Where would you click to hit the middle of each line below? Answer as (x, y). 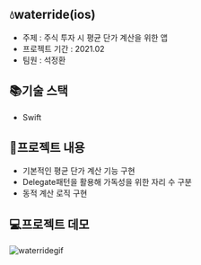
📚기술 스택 (39, 91)
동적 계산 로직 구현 (55, 193)
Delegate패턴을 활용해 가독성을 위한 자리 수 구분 (107, 182)
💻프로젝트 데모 (49, 224)
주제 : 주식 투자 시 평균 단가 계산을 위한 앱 (95, 37)
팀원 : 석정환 (44, 60)
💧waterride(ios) (52, 15)
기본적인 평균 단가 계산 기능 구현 (79, 171)
